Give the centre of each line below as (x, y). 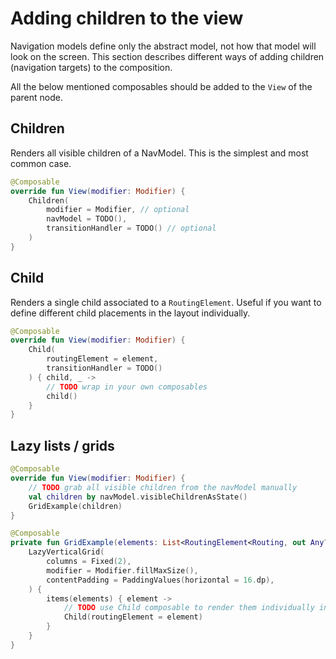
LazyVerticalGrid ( (66, 552)
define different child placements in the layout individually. (130, 313)
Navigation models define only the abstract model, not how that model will (163, 46)
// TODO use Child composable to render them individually (189, 608)
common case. (41, 163)
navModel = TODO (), (87, 219)
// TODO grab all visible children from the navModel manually (163, 487)
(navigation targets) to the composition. (91, 67)
